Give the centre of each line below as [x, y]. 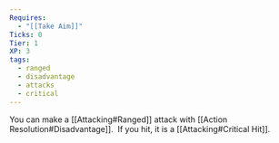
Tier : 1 [24, 43]
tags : [20, 60]
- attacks [36, 85]
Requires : [28, 18]
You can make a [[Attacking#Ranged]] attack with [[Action [119, 119]
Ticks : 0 [26, 34]
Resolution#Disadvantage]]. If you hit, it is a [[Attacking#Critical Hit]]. [140, 129]
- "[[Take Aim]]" [50, 26]
